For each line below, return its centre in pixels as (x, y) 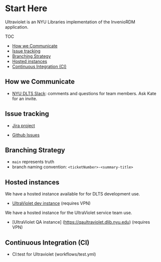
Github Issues (26, 135)
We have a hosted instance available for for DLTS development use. (72, 194)
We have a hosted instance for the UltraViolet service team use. (69, 213)
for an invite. (24, 98)
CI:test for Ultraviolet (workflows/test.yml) (54, 254)
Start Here (26, 8)
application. (17, 27)
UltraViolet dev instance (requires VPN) (51, 203)
